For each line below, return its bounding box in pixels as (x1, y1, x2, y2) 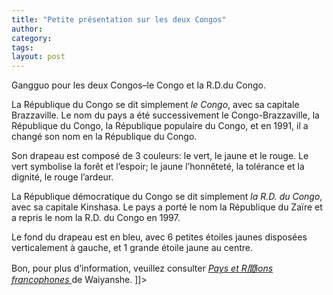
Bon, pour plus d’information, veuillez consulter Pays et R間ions (11, 262, 274, 275)
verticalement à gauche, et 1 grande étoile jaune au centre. (11, 242, 253, 254)
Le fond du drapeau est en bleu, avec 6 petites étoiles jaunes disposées (11, 231, 308, 243)
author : (11, 24, 44, 34)
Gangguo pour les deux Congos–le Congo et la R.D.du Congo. (11, 79, 266, 91)
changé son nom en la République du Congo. (11, 131, 198, 143)
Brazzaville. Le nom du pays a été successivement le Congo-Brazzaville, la (11, 109, 320, 121)
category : (11, 33, 53, 43)
